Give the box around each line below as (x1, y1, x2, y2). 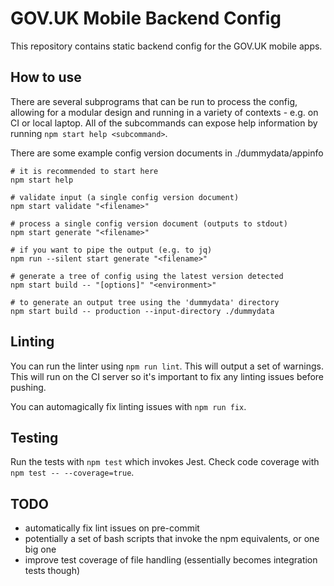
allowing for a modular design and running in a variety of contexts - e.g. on (10, 106, 319, 118)
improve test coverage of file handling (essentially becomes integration (24, 554, 318, 566)
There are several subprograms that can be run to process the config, (10, 95, 298, 107)
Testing (10, 429, 59, 446)
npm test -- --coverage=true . (10, 467, 135, 479)
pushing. (10, 381, 47, 393)
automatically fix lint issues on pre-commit (24, 522, 200, 534)
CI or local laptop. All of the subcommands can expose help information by (10, 117, 318, 129)
